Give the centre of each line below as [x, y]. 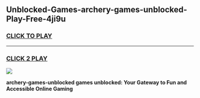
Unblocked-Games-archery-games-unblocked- [97, 10]
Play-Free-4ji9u [36, 19]
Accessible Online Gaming [40, 88]
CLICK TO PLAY [29, 36]
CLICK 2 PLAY [27, 58]
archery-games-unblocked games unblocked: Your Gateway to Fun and [97, 82]
